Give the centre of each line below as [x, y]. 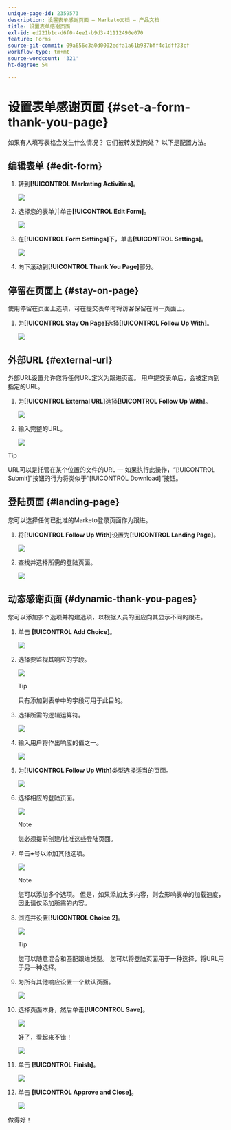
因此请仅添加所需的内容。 [54, 903]
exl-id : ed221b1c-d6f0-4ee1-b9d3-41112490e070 [76, 33]
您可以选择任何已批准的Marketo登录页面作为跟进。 [80, 520]
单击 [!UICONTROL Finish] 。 [58, 1064]
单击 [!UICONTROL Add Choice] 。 [67, 631]
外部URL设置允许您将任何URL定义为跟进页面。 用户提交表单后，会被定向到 [114, 378]
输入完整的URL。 [42, 429]
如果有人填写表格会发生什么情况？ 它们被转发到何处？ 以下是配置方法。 [109, 142]
